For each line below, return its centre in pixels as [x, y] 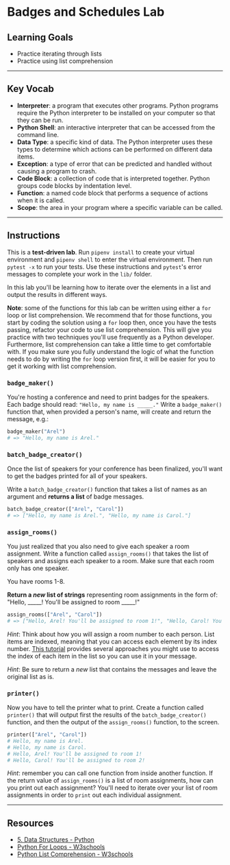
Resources [30, 823]
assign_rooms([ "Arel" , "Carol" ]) [55, 615]
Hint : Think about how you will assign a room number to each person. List [111, 634]
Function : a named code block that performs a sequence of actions [113, 193]
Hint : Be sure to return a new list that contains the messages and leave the [112, 669]
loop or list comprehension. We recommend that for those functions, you [110, 315]
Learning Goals [40, 37]
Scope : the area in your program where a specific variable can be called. [120, 207]
